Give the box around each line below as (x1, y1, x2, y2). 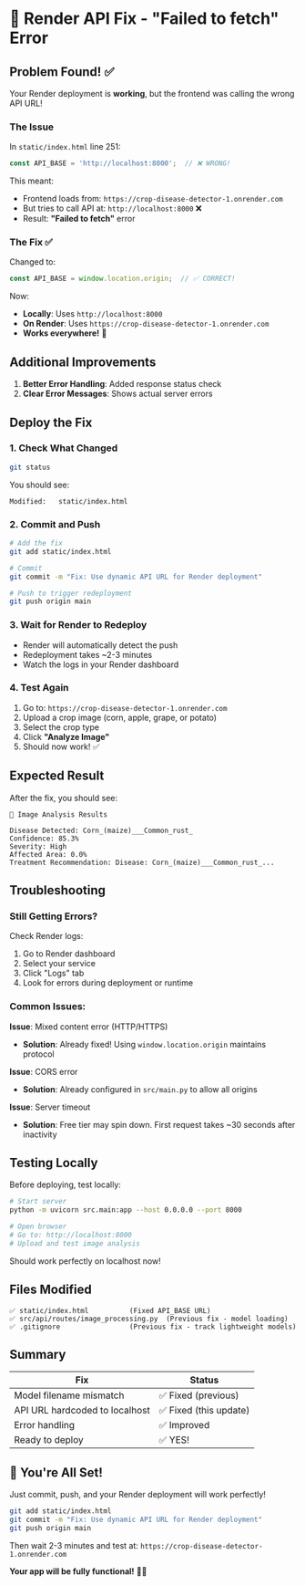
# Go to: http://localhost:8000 (9, 1231, 132, 1240)
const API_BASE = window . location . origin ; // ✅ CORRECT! (9, 274, 236, 284)
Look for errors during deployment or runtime (22, 977, 194, 988)
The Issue (9, 120, 55, 133)
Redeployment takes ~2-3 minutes (22, 649, 153, 660)
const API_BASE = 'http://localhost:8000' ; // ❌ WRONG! (9, 159, 231, 168)
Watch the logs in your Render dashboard (22, 659, 179, 670)
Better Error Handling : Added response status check (22, 379, 222, 390)
